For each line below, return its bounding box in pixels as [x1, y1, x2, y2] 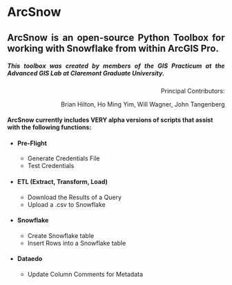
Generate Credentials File [27, 154, 100, 163]
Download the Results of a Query [27, 193, 122, 201]
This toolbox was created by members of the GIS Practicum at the [7, 62, 225, 70]
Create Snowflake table [27, 231, 95, 239]
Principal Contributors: [161, 86, 225, 95]
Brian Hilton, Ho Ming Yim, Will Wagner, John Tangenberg [61, 100, 225, 108]
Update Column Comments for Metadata [27, 270, 144, 278]
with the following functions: [7, 123, 92, 131]
